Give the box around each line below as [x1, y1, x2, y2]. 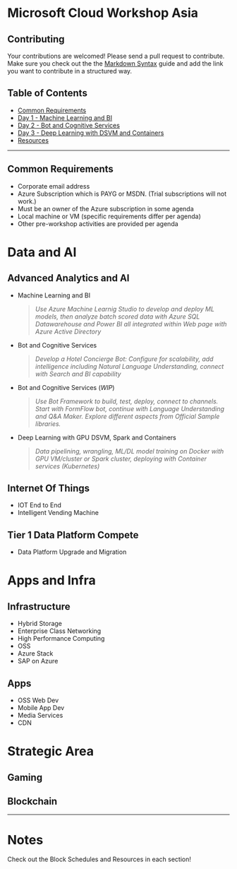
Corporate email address [17, 182, 90, 190]
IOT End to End [17, 501, 62, 509]
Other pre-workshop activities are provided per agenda [17, 219, 178, 227]
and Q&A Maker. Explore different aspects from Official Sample [35, 412, 220, 420]
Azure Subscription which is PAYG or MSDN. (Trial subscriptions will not [17, 189, 227, 198]
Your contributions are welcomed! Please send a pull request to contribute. [7, 52, 225, 60]
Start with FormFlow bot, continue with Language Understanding [35, 404, 224, 413]
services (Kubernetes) [35, 461, 100, 471]
